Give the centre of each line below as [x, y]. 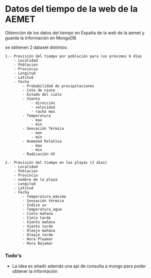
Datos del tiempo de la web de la [71, 9]
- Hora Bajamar [38, 243]
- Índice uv [35, 205]
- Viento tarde [38, 226]
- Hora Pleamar [38, 239]
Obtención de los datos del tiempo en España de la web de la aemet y [75, 33]
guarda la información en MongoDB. [41, 38]
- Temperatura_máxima [44, 196]
